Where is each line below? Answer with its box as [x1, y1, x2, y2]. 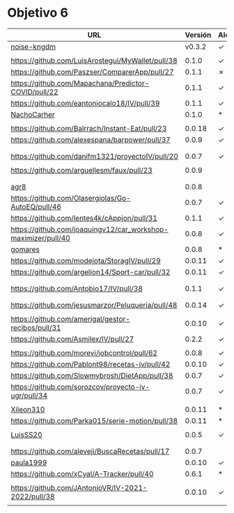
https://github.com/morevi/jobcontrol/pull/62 [10, 348, 158, 358]
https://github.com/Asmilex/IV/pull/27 [10, 334, 134, 344]
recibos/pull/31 [10, 322, 61, 332]
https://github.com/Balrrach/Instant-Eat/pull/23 [10, 123, 167, 133]
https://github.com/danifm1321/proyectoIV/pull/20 [10, 151, 179, 161]
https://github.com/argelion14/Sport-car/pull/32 [10, 267, 171, 276]
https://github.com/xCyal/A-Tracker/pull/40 [10, 468, 154, 478]
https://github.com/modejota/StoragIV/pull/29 [10, 255, 162, 265]
